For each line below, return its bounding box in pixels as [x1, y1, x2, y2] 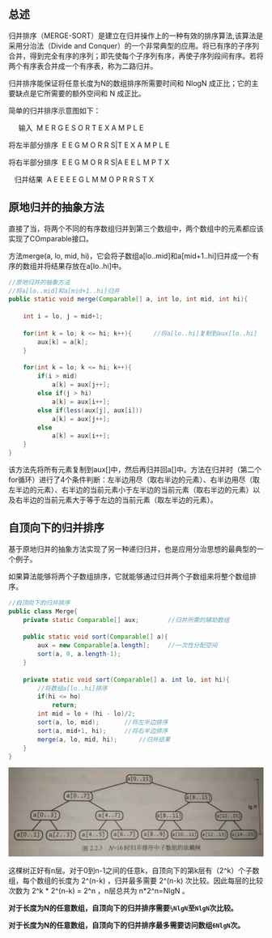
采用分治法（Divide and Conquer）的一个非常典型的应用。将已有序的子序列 [8, 41, 260, 50]
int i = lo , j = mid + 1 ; [23, 313, 104, 321]
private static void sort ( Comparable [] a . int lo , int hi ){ [23, 676, 230, 684]
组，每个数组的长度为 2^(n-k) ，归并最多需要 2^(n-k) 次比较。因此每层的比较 [8, 876, 264, 885]
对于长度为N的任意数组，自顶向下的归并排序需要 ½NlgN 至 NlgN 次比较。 [8, 902, 239, 913]
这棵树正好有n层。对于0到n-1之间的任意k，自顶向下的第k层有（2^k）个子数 [8, 865, 260, 875]
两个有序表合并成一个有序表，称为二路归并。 [8, 61, 158, 70]
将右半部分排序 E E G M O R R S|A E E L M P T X [8, 157, 170, 167]
